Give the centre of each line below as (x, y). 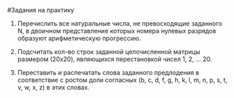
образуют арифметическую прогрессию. (79, 38)
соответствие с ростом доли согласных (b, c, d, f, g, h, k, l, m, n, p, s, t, (122, 80)
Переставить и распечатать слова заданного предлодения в (108, 73)
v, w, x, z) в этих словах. (53, 87)
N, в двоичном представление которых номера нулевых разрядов (117, 31)
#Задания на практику (41, 10)
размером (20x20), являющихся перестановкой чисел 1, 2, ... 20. (115, 59)
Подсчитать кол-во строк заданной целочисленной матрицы (109, 52)
